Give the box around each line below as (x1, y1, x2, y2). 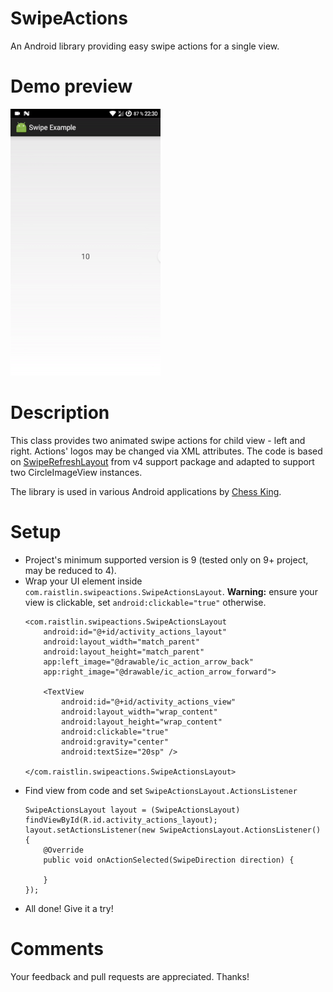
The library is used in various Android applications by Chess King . (10, 485, 282, 497)
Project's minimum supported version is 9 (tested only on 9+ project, (24, 553, 309, 566)
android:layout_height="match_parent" (43, 647, 205, 657)
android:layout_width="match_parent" (43, 637, 200, 647)
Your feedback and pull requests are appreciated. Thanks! (10, 970, 250, 982)
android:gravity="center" (61, 737, 169, 747)
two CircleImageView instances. (10, 466, 143, 478)
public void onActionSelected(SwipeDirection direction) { (43, 855, 295, 865)
